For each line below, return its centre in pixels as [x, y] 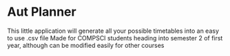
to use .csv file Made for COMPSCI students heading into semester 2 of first [115, 38]
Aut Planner [42, 12]
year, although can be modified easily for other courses [86, 45]
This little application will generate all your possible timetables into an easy [113, 31]
